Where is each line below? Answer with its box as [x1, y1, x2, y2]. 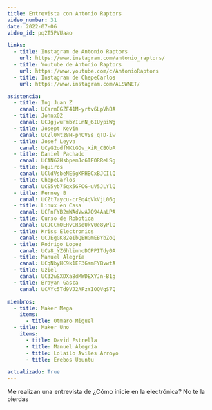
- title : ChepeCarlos [13, 176, 76, 183]
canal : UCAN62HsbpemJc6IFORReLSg [19, 157, 116, 165]
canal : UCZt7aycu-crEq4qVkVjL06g [19, 196, 116, 203]
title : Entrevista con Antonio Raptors [7, 10, 122, 17]
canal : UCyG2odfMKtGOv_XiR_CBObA [19, 145, 116, 151]
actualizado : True [7, 369, 60, 375]
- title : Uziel [13, 267, 57, 274]
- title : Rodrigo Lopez [13, 241, 81, 248]
